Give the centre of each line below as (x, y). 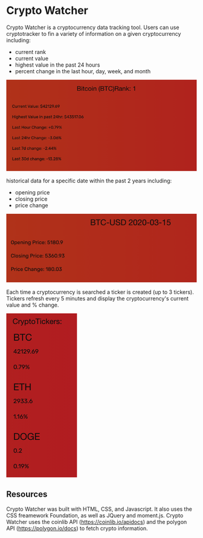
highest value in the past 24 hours (57, 65)
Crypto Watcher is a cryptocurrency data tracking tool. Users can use (93, 27)
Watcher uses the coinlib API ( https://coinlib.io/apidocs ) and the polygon (97, 522)
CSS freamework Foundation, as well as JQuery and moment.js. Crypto (95, 515)
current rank (31, 51)
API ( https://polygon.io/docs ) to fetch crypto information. (77, 528)
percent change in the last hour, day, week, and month (83, 71)
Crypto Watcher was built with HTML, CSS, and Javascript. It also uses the (99, 509)
